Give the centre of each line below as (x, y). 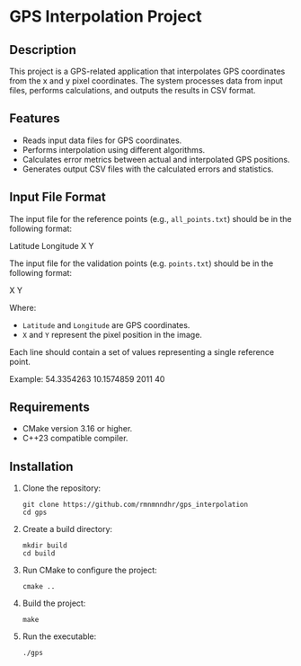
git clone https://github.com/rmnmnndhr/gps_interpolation (135, 505)
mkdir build (44, 546)
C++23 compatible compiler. (75, 439)
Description (43, 50)
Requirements (49, 408)
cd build (39, 554)
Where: (23, 307)
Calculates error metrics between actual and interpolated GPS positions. (156, 159)
